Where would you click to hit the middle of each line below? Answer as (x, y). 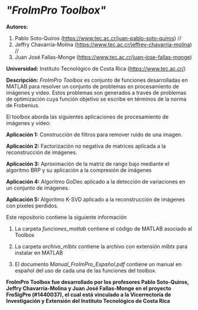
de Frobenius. (23, 105)
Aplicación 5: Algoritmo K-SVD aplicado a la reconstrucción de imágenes (95, 199)
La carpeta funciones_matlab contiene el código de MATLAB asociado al (103, 228)
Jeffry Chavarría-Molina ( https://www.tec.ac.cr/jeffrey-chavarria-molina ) (103, 44)
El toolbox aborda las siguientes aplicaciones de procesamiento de (87, 117)
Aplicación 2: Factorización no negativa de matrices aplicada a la (86, 146)
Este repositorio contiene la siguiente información (66, 217)
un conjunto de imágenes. (38, 188)
